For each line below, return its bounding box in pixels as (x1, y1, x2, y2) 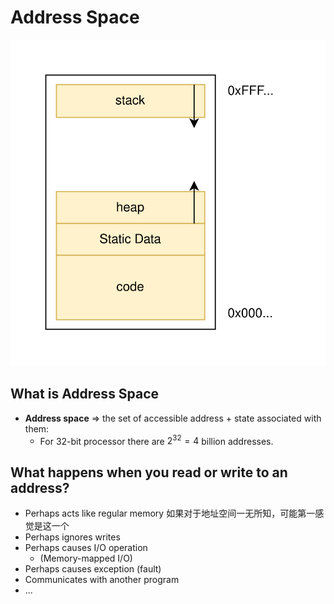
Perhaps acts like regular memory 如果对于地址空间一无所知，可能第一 (24, 507, 316, 520)
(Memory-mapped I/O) (39, 552, 133, 565)
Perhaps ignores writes (24, 531, 121, 543)
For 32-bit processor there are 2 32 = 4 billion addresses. (39, 433, 274, 447)
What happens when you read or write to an (10, 464, 288, 481)
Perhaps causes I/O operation (24, 542, 148, 554)
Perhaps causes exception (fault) (24, 563, 162, 575)
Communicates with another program (24, 574, 180, 586)
